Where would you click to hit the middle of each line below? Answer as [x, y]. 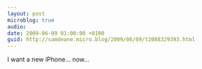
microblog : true [31, 20]
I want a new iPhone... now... [48, 59]
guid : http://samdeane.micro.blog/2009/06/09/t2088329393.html [101, 40]
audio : [17, 26]
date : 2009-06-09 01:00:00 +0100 [56, 33]
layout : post [26, 14]
